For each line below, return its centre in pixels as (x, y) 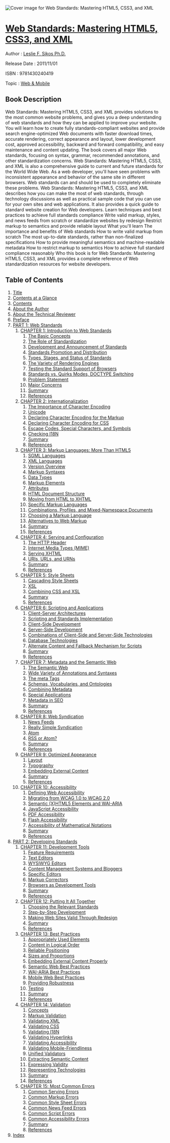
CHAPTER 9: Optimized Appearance (58, 754)
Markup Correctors (48, 880)
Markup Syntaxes (46, 472)
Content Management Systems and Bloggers (75, 869)
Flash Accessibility (47, 820)
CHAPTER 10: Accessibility (48, 787)
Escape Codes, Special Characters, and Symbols (79, 428)
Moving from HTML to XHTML (60, 499)
